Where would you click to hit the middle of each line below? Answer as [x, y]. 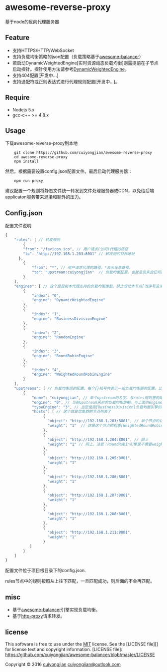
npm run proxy [29, 181]
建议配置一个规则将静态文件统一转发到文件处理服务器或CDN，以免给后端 [80, 191]
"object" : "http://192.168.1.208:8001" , [90, 514]
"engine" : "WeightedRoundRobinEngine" [72, 374]
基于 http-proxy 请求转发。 [39, 616]
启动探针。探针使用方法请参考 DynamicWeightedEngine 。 [71, 69]
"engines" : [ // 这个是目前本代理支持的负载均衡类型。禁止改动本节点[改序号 [85, 286]
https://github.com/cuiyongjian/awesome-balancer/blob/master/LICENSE [80, 655]
